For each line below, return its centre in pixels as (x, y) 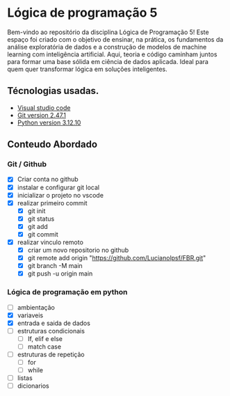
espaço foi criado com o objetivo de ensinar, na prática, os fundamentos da (115, 39)
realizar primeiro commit (52, 203)
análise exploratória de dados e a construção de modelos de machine (107, 47)
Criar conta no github (48, 180)
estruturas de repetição (51, 354)
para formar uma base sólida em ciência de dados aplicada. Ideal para (108, 61)
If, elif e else (45, 338)
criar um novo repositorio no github (78, 250)
